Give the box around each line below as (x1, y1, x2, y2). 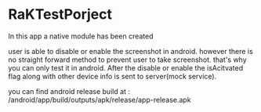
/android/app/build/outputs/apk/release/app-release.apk (8, 95, 191, 104)
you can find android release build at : (8, 86, 131, 96)
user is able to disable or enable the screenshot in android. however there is (8, 46, 253, 56)
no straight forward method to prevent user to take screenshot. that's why (8, 55, 247, 64)
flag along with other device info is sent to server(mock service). (8, 71, 217, 81)
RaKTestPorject (8, 5, 112, 23)
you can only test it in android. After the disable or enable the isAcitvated (8, 63, 244, 72)
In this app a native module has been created (8, 31, 154, 41)
